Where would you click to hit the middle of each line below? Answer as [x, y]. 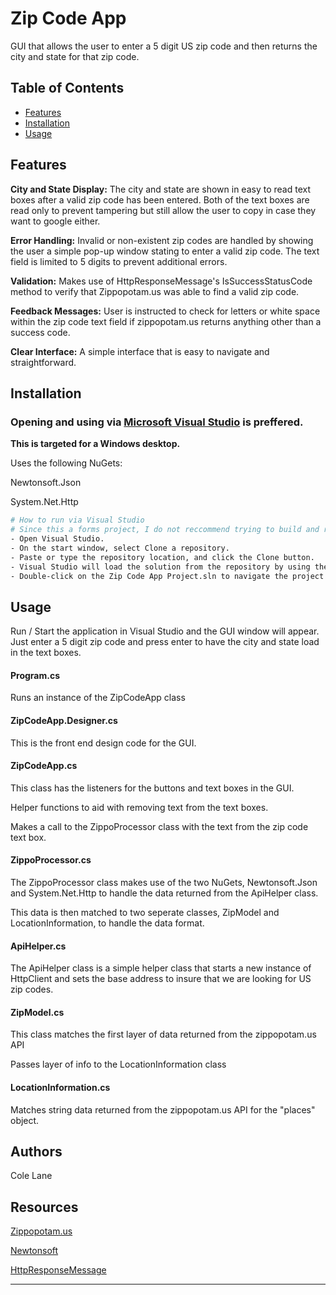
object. [25, 1120]
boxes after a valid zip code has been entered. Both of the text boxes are [160, 199]
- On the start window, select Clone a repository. [120, 548]
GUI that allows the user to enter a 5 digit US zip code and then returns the [164, 46]
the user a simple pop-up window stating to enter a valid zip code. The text [165, 251]
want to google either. [55, 221]
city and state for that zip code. [75, 56]
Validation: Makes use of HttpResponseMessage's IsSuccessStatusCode [161, 281]
